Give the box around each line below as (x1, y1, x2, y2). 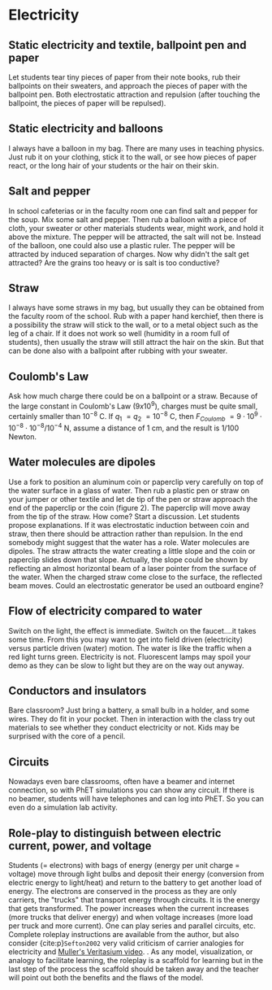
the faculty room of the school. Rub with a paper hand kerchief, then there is (8, 312, 264, 321)
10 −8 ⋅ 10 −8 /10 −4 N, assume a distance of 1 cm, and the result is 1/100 (8, 421, 240, 433)
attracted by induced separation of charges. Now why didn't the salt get (8, 249, 249, 259)
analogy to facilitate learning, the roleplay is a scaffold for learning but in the (8, 956, 264, 966)
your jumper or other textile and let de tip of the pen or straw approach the (8, 494, 258, 504)
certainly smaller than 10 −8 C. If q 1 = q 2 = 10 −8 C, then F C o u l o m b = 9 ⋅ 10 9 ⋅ (8, 409, 262, 423)
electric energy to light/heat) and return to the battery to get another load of (8, 878, 262, 888)
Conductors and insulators (8, 684, 147, 698)
